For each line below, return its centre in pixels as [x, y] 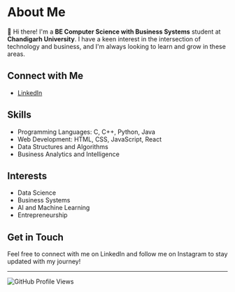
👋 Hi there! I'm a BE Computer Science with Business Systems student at [114, 32]
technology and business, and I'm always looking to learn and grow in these [116, 46]
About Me [36, 12]
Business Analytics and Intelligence [69, 154]
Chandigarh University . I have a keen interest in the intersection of [104, 39]
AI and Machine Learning [54, 208]
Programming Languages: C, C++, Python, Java [86, 132]
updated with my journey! [44, 262]
